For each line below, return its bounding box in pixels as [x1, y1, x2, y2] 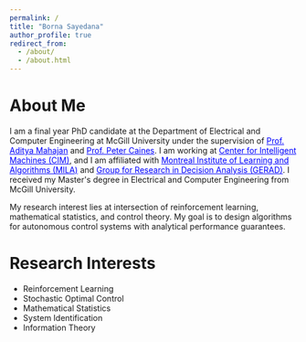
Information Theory [22, 322, 96, 333]
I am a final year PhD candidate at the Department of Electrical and [9, 125, 261, 136]
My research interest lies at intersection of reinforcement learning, [9, 201, 259, 212]
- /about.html [17, 56, 71, 65]
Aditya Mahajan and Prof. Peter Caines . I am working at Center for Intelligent [9, 144, 297, 155]
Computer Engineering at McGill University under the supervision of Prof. [9, 134, 285, 146]
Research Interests [9, 253, 156, 274]
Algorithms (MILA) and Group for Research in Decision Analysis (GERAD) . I [9, 164, 290, 175]
